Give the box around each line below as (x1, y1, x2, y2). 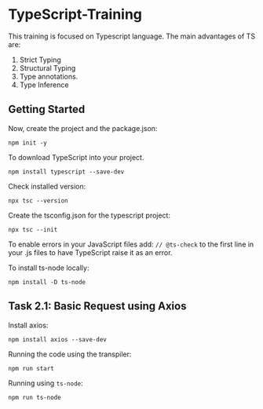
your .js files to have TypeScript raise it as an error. (8, 247, 173, 257)
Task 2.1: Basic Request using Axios (8, 300, 187, 313)
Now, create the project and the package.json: (8, 123, 158, 133)
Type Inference (19, 80, 69, 89)
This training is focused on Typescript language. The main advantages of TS (8, 31, 256, 41)
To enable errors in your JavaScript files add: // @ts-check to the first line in (8, 239, 254, 249)
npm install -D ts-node (8, 278, 86, 286)
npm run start (8, 364, 55, 372)
